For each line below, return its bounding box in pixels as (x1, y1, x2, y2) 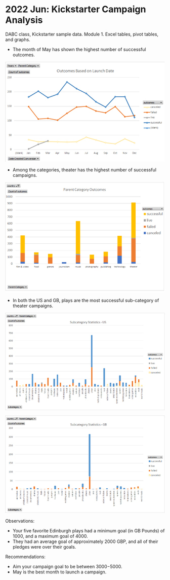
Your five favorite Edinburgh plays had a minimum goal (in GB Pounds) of (12, 528, 165, 534)
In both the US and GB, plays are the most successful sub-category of (12, 298, 159, 304)
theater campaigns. (12, 303, 54, 309)
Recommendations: (5, 554, 46, 560)
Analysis (5, 14, 43, 26)
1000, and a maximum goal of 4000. (12, 533, 88, 539)
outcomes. (12, 52, 35, 58)
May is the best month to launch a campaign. (12, 569, 107, 575)
